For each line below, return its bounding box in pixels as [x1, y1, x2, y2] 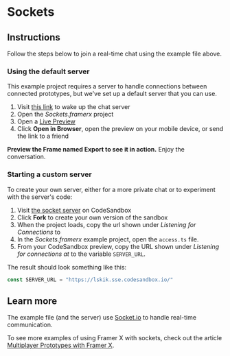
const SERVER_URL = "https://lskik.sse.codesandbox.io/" [7, 276, 174, 283]
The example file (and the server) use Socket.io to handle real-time [7, 313, 197, 322]
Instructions [7, 32, 60, 43]
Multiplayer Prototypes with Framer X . [7, 341, 115, 350]
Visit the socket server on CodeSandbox [16, 206, 132, 214]
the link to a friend [16, 132, 69, 141]
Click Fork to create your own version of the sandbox [16, 213, 168, 222]
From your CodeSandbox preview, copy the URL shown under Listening [16, 242, 220, 250]
